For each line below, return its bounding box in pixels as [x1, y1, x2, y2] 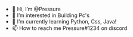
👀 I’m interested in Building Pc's [11, 12, 90, 19]
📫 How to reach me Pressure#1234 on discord [11, 25, 128, 32]
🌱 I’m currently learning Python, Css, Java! [11, 18, 117, 25]
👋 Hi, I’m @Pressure [11, 6, 61, 12]
